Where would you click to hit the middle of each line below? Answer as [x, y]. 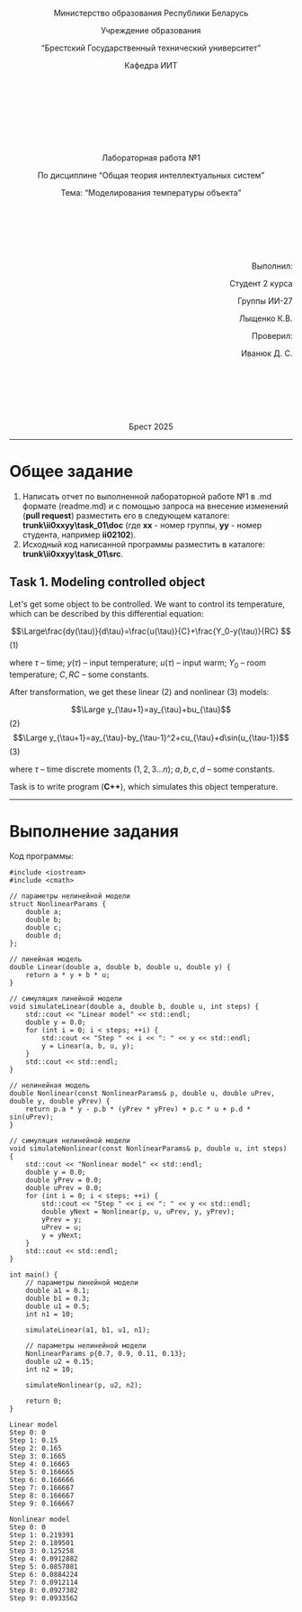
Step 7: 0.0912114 [44, 1583]
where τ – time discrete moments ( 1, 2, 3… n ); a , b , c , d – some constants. [142, 769]
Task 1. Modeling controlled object [107, 582]
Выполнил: [272, 266]
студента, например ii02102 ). [79, 535]
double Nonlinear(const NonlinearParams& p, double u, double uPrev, [142, 1094]
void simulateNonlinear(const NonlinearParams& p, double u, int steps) [148, 1149]
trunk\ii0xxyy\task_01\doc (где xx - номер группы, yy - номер [142, 525]
